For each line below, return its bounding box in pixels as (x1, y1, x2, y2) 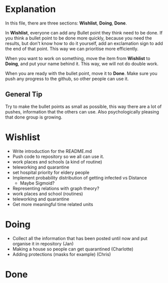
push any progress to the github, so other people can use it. (5, 75, 129, 81)
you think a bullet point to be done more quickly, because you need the (5, 35, 152, 41)
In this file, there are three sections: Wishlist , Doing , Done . (5, 20, 127, 26)
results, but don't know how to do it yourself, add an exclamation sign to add (5, 40, 163, 46)
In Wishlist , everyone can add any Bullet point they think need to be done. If (5, 29, 163, 35)
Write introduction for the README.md (12, 148, 92, 154)
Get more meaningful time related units (12, 201, 94, 207)
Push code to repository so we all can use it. (12, 153, 104, 159)
